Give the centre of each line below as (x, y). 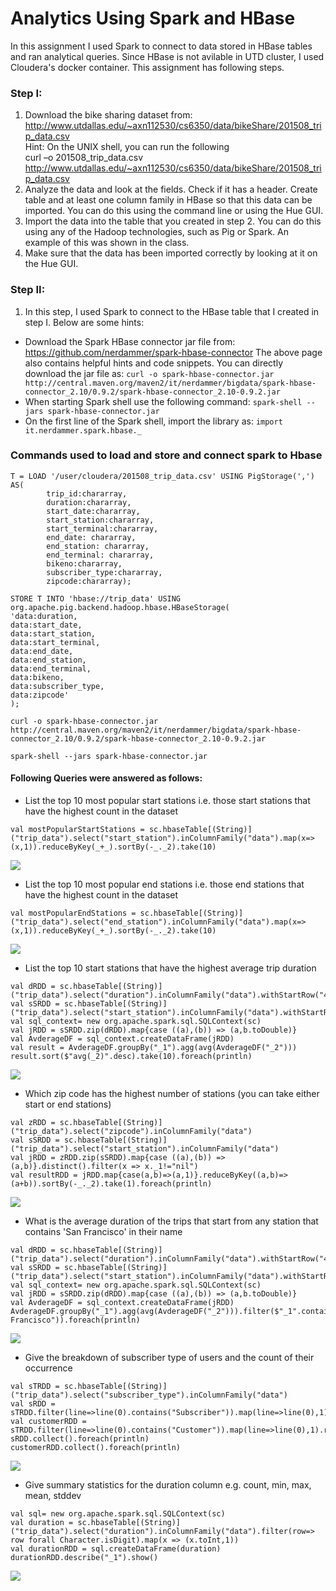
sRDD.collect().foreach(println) (80, 1439)
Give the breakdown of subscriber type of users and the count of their (169, 1358)
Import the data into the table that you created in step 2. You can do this (173, 221)
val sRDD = (33, 1404)
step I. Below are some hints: (84, 322)
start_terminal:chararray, (102, 528)
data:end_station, (48, 660)
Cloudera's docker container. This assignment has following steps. (147, 67)
